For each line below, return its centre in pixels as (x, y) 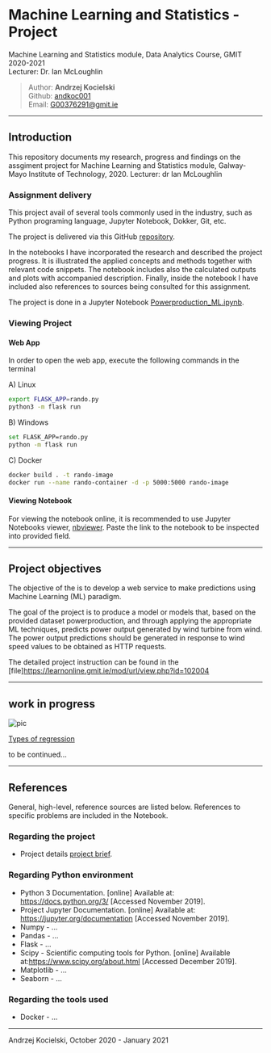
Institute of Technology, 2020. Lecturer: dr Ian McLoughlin (125, 174)
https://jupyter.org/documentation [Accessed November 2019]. (125, 918)
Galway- (232, 165)
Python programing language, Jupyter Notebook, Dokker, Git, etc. (117, 221)
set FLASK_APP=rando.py (48, 437)
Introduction (40, 138)
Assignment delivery (50, 195)
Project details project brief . (66, 854)
